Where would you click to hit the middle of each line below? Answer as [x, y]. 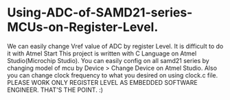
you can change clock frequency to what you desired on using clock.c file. [113, 75]
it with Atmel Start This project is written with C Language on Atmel [102, 53]
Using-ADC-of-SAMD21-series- [100, 13]
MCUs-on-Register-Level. [83, 27]
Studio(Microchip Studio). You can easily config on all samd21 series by [108, 60]
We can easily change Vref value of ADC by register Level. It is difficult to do [115, 46]
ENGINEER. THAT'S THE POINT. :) [55, 90]
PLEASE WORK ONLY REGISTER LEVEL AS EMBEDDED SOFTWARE [102, 82]
